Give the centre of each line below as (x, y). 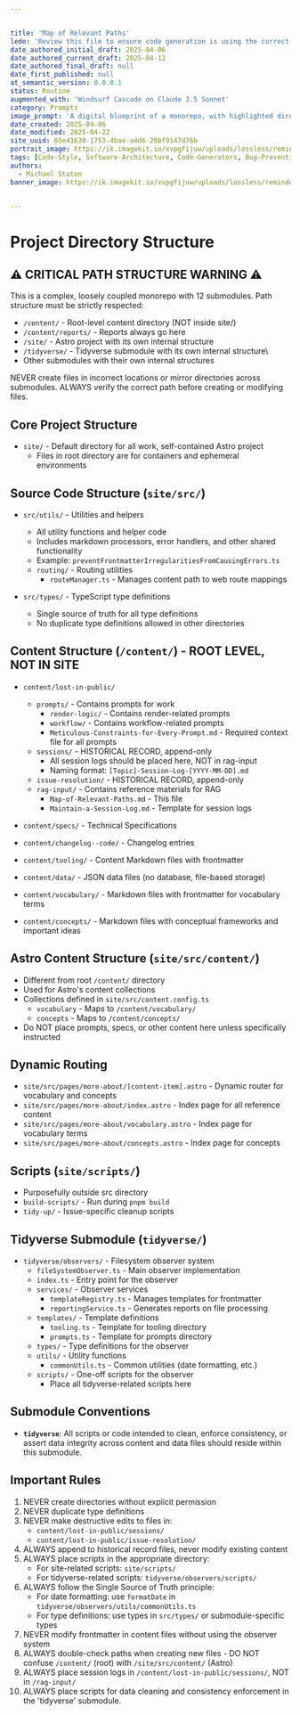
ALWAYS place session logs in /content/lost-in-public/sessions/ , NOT (156, 1672)
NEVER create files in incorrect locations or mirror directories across (135, 378)
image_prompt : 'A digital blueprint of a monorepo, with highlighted (142, 116)
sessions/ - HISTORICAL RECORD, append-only (124, 751)
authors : (26, 166)
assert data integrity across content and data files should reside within (152, 1442)
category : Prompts (44, 108)
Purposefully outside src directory (85, 1192)
